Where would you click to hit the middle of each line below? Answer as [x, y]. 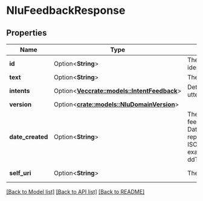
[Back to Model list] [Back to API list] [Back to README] [76, 192]
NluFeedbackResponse [66, 11]
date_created [29, 137]
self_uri [20, 173]
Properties [27, 33]
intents [20, 91]
